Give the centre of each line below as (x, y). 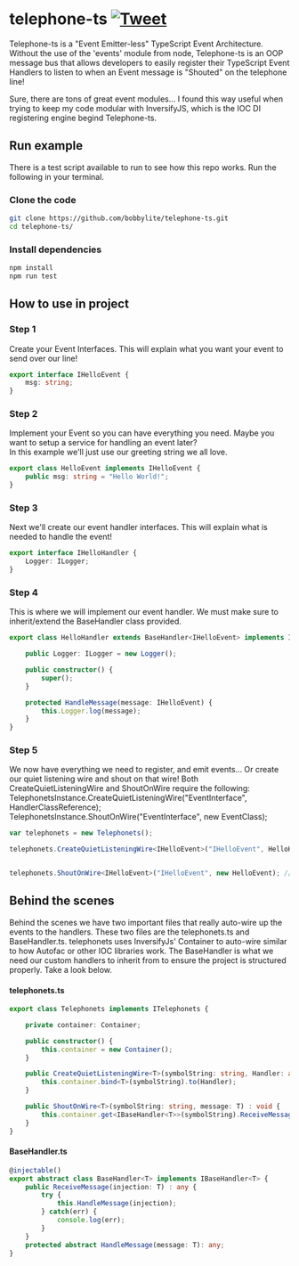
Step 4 (24, 592)
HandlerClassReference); (55, 807)
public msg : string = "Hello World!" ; (97, 477)
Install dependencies (56, 249)
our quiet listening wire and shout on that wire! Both (104, 779)
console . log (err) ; (91, 1221)
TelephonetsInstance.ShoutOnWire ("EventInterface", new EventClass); (138, 817)
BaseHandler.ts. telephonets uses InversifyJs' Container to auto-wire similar (148, 941)
